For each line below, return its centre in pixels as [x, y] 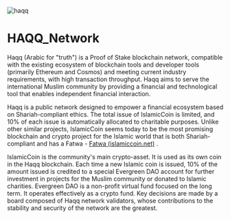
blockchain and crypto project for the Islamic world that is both [96, 136]
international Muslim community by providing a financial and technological [112, 87]
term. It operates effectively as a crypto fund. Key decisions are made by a [113, 193]
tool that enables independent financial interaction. [79, 93]
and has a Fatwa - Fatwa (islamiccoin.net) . [97, 143]
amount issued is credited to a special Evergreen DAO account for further [111, 171]
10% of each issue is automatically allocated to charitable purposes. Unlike [113, 122]
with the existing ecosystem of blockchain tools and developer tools [103, 65]
